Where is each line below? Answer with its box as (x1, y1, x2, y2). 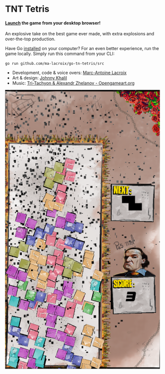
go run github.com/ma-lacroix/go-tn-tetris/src (5, 61, 105, 66)
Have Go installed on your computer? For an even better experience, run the (5, 46, 159, 52)
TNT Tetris (5, 3, 50, 15)
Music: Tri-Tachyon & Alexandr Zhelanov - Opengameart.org (12, 80, 135, 86)
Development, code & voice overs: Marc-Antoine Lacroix (12, 70, 127, 76)
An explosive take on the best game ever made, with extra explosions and (5, 31, 155, 37)
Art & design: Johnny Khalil (12, 75, 67, 81)
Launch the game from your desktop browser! (5, 20, 101, 26)
